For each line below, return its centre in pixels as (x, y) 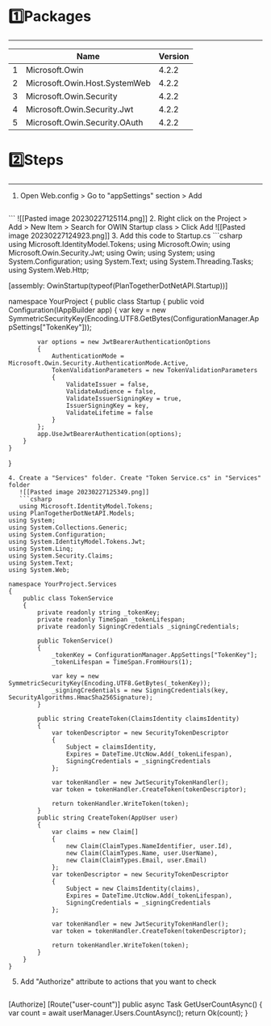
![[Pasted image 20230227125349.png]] (84, 492)
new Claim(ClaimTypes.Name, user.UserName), (142, 853)
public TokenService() (75, 641)
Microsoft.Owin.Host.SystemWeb (88, 83)
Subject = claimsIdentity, (111, 747)
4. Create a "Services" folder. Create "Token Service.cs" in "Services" (135, 478)
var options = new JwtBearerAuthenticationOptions (124, 341)
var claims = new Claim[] (95, 832)
